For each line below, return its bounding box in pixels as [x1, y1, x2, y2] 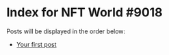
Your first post [16, 40, 57, 48]
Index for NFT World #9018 [6, 5, 163, 20]
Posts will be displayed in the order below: [6, 27, 126, 35]
